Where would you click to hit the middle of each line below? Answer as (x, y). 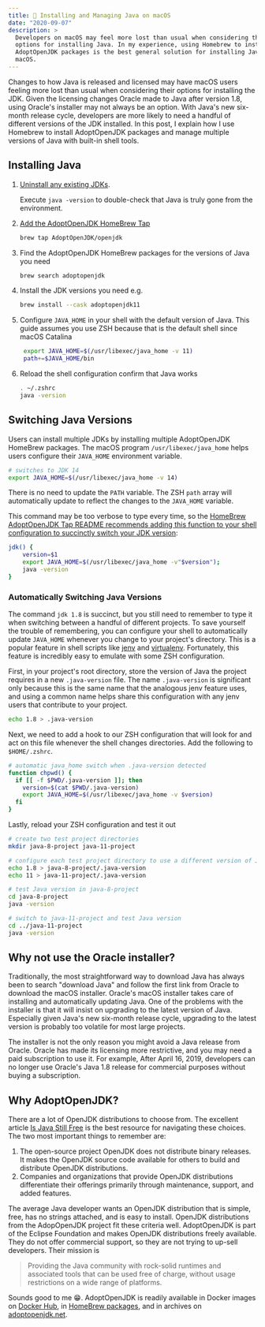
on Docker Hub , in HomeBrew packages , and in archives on (105, 1306)
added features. (45, 1193)
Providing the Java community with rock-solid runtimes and (124, 1265)
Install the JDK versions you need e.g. (81, 291)
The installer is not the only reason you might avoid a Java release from (124, 1042)
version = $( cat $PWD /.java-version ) (81, 788)
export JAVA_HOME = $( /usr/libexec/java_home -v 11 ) (108, 352)
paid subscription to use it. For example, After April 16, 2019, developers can (132, 1059)
